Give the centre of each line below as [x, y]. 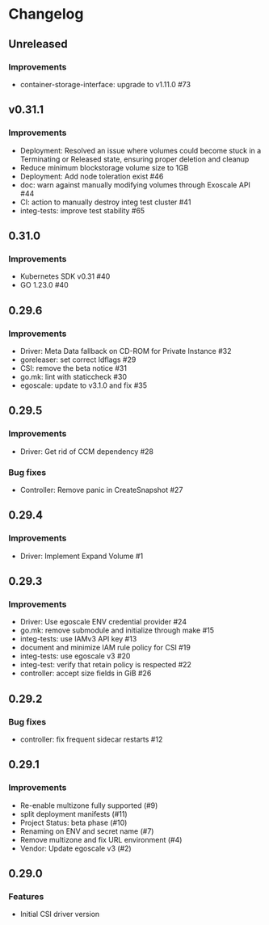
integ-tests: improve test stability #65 [82, 210]
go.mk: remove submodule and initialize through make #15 [117, 630]
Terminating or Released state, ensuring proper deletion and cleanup [134, 159]
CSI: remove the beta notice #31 [74, 368]
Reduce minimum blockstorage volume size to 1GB [104, 167]
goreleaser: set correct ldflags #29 [78, 359]
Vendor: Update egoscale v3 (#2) [76, 848]
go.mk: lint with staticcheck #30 [74, 376]
